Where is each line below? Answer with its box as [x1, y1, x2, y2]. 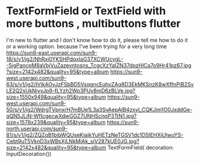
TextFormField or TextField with [6, 4, 166, 18]
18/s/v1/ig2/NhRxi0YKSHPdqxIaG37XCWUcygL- [6, 55, 124, 62]
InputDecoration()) [6, 150, 52, 157]
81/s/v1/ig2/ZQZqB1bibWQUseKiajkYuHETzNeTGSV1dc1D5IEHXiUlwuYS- [6, 131, 184, 138]
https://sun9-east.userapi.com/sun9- [6, 49, 98, 56]
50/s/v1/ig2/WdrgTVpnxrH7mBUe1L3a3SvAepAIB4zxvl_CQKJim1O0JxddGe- [6, 106, 193, 113]
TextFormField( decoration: [107, 144, 174, 151]
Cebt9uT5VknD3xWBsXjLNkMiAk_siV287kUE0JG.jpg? [6, 137, 140, 145]
